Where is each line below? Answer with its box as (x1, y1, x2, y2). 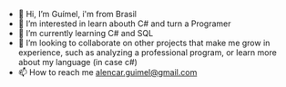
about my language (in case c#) (17, 57, 138, 67)
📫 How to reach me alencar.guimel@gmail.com (17, 67, 198, 77)
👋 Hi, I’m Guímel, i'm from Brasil (17, 9, 137, 19)
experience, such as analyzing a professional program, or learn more (17, 47, 278, 58)
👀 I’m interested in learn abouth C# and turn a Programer (17, 18, 231, 29)
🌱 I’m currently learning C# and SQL (17, 28, 154, 38)
